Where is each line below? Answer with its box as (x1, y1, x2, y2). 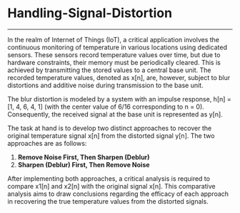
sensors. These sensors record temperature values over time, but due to (7, 50, 221, 59)
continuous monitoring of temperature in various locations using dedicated (7, 43, 227, 51)
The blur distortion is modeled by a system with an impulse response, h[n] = (7, 94, 232, 103)
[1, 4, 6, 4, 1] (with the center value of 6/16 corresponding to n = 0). (7, 102, 205, 111)
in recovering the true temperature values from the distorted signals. (7, 197, 209, 205)
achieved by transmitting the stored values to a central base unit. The (7, 66, 211, 74)
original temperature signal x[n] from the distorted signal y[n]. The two (7, 131, 215, 140)
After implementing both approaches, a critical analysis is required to (7, 174, 211, 183)
